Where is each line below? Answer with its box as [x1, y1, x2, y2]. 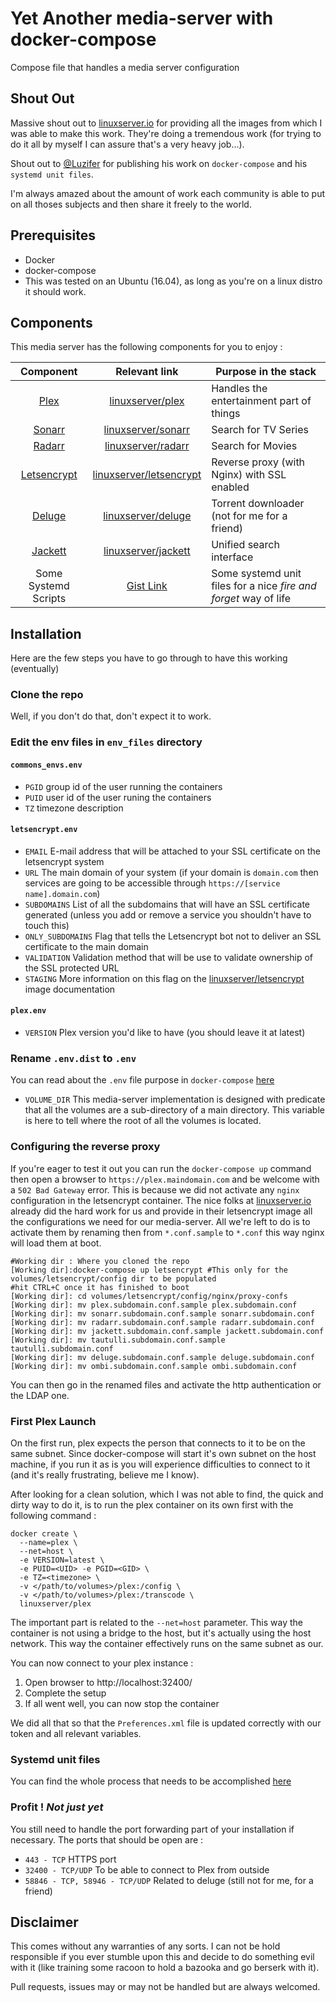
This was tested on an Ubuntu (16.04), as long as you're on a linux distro [24, 275, 323, 287]
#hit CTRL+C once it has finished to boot [10, 1282, 190, 1292]
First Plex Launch [10, 1414, 97, 1428]
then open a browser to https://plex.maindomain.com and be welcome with [10, 1173, 320, 1185]
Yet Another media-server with [10, 7, 274, 30]
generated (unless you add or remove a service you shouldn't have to [24, 908, 312, 921]
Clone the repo [10, 688, 84, 702]
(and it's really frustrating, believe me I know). [10, 1468, 200, 1481]
